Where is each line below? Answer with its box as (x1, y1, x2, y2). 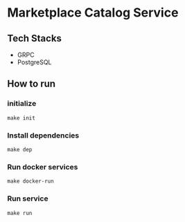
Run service (7, 194, 49, 203)
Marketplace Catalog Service (7, 5, 179, 21)
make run (7, 210, 33, 216)
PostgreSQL (17, 58, 52, 66)
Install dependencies (7, 130, 80, 140)
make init (7, 114, 36, 122)
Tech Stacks (7, 33, 62, 44)
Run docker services (7, 162, 78, 172)
